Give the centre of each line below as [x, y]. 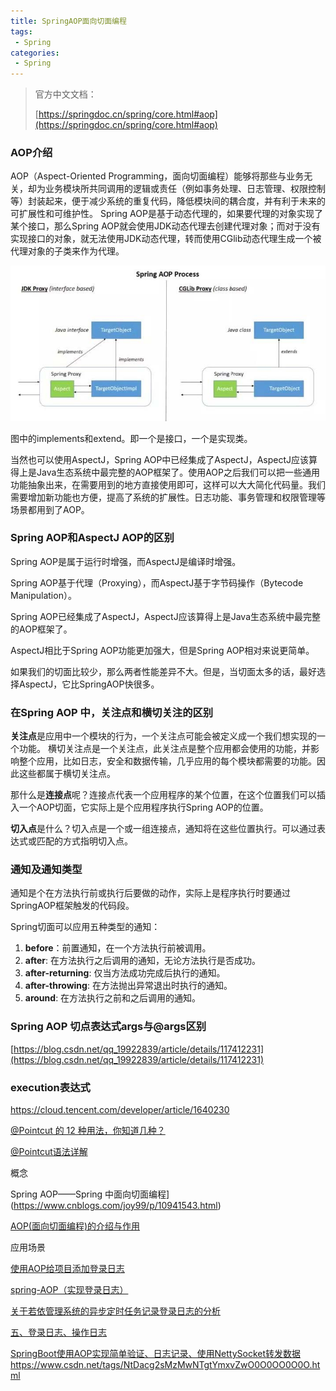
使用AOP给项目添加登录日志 [67, 1269]
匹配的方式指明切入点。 [84, 841]
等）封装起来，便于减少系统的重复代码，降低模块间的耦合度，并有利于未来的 [168, 201]
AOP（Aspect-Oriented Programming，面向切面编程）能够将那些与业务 [157, 176]
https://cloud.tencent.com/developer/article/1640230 [120, 1110]
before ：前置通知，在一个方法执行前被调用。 [118, 948]
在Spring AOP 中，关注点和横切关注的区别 [112, 712]
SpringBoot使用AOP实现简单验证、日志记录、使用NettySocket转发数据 [156, 1354]
